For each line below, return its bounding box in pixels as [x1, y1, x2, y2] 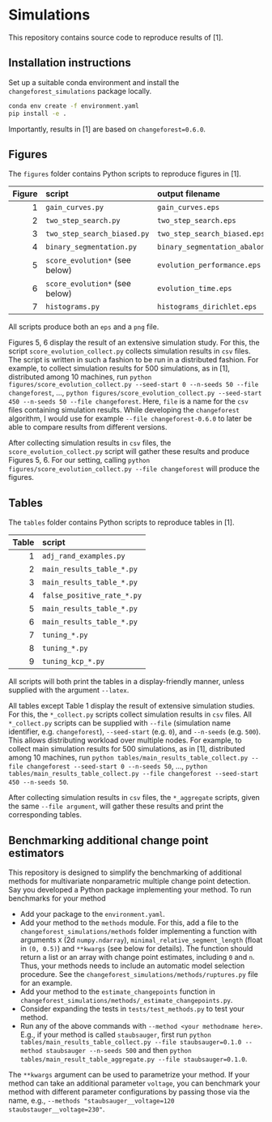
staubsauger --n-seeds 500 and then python [45, 1045, 192, 1055]
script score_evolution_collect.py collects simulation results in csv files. [8, 346, 251, 356]
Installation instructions [8, 56, 131, 70]
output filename [157, 188, 220, 199]
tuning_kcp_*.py [41, 657, 105, 666]
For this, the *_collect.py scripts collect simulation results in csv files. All [8, 709, 253, 719]
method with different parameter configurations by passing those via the [8, 1086, 250, 1096]
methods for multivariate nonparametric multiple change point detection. [8, 876, 251, 885]
